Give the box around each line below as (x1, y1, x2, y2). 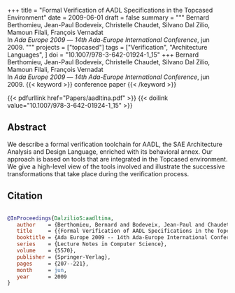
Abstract (7, 122, 47, 134)
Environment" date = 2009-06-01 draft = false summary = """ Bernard (7, 13, 210, 22)
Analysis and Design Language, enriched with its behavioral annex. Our (7, 147, 213, 156)
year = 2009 (16, 273, 68, 280)
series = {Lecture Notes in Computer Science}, (16, 241, 168, 248)
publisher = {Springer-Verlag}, (16, 253, 111, 261)
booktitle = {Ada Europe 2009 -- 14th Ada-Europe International (16, 234, 208, 241)
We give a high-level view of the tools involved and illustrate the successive (7, 162, 225, 171)
